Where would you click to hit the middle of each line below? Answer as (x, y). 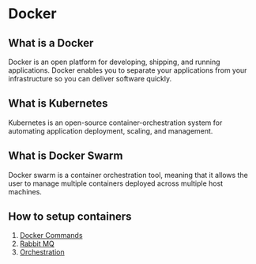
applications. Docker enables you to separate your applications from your (128, 70)
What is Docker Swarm (66, 156)
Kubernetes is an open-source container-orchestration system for (115, 123)
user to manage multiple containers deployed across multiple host (116, 183)
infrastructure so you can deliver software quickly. (90, 79)
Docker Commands (51, 236)
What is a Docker (51, 43)
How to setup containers (70, 217)
